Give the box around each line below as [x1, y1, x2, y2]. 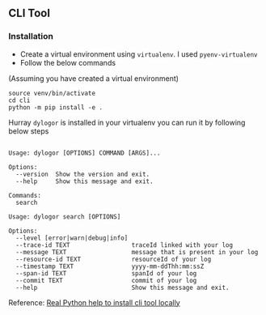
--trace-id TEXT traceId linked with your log [15, 241, 233, 249]
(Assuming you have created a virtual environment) [8, 73, 179, 83]
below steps [8, 126, 49, 136]
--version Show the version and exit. [15, 170, 150, 178]
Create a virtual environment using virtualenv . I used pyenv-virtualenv [19, 49, 258, 59]
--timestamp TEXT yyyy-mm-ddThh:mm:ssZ [15, 262, 205, 270]
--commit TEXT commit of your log [15, 276, 197, 284]
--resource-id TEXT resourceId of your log [15, 255, 212, 263]
